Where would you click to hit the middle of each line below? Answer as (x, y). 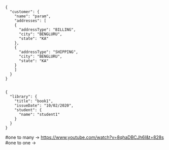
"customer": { (25, 12)
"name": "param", (33, 16)
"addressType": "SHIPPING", (48, 52)
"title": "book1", (34, 101)
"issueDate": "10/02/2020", (44, 106)
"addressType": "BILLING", (47, 30)
